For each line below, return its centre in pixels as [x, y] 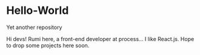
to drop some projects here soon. [48, 45]
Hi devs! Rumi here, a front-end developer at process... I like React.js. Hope [100, 39]
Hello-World [38, 11]
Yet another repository [34, 27]
